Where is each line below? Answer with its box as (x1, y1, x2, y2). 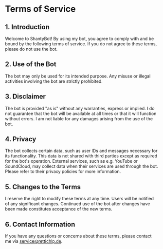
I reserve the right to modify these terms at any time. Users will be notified (5, 196, 154, 202)
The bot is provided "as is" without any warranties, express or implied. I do (5, 105, 155, 111)
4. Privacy (5, 135, 36, 143)
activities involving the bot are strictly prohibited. (5, 78, 103, 84)
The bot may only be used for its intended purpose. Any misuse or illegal (5, 73, 151, 79)
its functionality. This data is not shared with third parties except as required (5, 153, 158, 159)
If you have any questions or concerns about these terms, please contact (5, 233, 152, 239)
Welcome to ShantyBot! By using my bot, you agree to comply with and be (5, 36, 154, 41)
